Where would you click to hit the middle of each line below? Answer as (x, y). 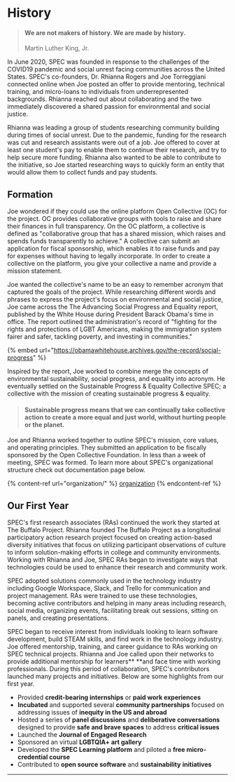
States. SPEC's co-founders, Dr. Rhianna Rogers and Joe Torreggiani (107, 77)
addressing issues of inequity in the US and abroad (92, 713)
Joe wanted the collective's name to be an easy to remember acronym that (115, 285)
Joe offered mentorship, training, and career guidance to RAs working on (113, 647)
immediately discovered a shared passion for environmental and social (109, 107)
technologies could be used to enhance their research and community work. (117, 567)
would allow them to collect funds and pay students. (83, 173)
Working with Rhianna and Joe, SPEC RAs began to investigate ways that (113, 560)
